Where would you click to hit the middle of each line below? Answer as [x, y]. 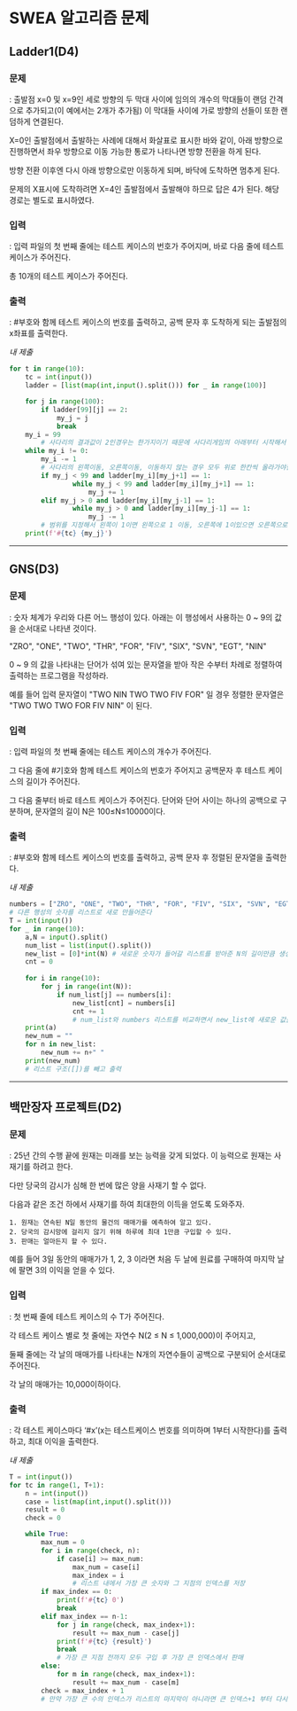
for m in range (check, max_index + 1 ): [126, 1675]
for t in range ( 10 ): [47, 369]
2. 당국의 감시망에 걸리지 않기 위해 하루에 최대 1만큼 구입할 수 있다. [121, 1232]
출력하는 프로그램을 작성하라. [59, 676]
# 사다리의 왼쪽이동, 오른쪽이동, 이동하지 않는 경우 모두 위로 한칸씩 [149, 468]
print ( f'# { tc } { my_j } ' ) [69, 534]
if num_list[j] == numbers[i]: [114, 995]
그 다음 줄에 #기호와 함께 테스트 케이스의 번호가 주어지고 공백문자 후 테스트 [138, 770]
